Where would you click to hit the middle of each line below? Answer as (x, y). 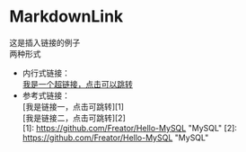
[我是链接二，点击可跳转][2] (74, 118)
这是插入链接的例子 (45, 42)
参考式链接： (46, 95)
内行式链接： (46, 73)
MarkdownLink (66, 17)
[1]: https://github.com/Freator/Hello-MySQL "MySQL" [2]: (130, 128)
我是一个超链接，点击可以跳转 (77, 84)
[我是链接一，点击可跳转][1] (73, 106)
